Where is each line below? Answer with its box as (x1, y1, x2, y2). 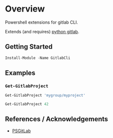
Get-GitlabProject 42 (5, 102, 49, 107)
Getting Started (5, 42, 53, 51)
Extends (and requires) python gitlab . (5, 28, 80, 34)
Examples (5, 69, 35, 77)
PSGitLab (12, 128, 31, 134)
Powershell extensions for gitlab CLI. (5, 19, 79, 25)
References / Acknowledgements (5, 115, 108, 124)
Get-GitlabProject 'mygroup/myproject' (5, 93, 86, 98)
